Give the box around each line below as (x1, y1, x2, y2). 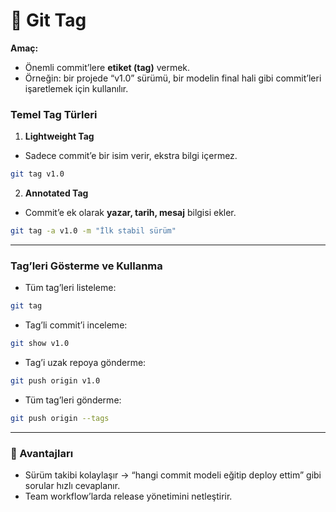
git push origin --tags (10, 413, 110, 423)
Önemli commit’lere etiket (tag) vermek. (24, 61, 191, 73)
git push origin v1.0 (10, 376, 101, 386)
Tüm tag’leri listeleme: (24, 282, 117, 294)
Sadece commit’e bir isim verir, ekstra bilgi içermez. (24, 150, 238, 162)
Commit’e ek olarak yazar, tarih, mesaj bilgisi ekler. (24, 207, 237, 219)
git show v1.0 (10, 339, 70, 349)
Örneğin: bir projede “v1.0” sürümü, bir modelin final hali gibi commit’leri (24, 72, 322, 84)
